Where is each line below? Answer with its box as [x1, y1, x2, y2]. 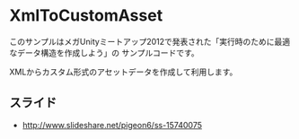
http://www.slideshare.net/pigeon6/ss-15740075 [22, 119, 202, 130]
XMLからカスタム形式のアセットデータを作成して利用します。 [9, 66, 238, 77]
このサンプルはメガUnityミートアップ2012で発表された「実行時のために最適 [9, 36, 290, 47]
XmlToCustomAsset [9, 5, 163, 26]
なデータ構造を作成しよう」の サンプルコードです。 [9, 47, 199, 58]
